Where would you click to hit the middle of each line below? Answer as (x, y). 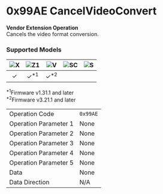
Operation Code (32, 114)
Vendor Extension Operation (43, 28)
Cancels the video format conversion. (52, 34)
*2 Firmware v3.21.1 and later (41, 99)
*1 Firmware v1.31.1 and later (40, 92)
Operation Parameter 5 (41, 162)
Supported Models (34, 49)
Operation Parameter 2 (41, 133)
